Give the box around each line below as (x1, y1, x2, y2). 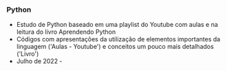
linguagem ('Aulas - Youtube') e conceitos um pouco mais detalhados (16, 43, 214, 51)
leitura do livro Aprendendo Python (16, 28, 116, 36)
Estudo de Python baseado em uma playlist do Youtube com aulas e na (16, 21, 218, 29)
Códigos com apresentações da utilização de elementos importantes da (16, 35, 221, 43)
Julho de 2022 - (16, 57, 63, 65)
